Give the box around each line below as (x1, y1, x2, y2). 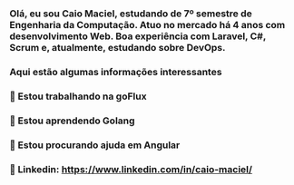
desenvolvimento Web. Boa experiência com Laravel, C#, (9, 30, 266, 43)
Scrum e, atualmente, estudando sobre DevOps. (9, 41, 226, 54)
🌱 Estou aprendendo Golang (9, 114, 135, 127)
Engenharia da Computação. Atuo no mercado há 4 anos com (9, 18, 286, 31)
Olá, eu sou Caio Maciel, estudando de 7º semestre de (9, 7, 252, 20)
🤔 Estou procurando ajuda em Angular (9, 139, 181, 151)
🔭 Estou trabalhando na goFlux (9, 90, 147, 102)
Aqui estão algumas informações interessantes (9, 65, 222, 78)
